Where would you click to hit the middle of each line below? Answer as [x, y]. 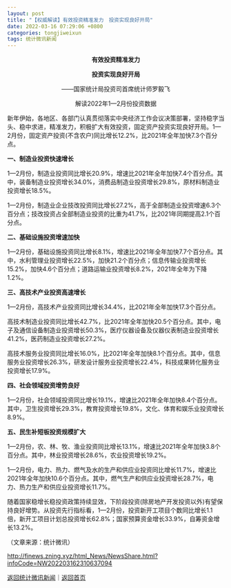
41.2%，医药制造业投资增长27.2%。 [58, 339]
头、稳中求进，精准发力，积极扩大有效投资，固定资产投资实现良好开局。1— [114, 127]
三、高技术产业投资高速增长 [47, 292]
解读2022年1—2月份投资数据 [116, 103]
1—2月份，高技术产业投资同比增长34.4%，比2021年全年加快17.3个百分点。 [113, 307]
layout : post [26, 13]
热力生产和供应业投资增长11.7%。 [66, 487]
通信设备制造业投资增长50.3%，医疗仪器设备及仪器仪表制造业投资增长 [119, 330]
